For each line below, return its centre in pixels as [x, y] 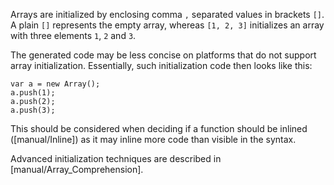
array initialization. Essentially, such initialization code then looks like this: [161, 65]
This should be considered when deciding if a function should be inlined [159, 128]
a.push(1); [33, 93]
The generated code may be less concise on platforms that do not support [163, 55]
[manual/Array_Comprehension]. [77, 169]
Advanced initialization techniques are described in [116, 158]
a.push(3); [33, 110]
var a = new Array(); [55, 84]
